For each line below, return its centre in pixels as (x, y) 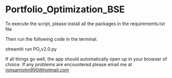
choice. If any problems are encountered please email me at (69, 64)
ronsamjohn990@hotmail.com (37, 70)
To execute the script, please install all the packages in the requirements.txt (85, 24)
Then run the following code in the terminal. (52, 39)
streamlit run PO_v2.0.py (31, 49)
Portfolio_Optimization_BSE (65, 9)
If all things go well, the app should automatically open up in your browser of (86, 59)
